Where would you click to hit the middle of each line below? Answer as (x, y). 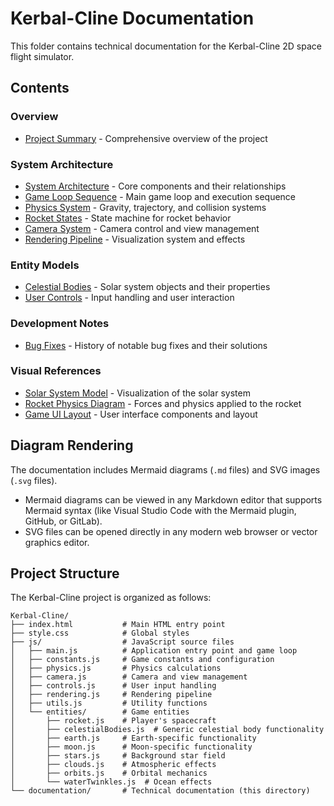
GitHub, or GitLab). (63, 521)
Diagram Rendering (72, 445)
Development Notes (60, 324)
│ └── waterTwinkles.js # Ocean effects (111, 782)
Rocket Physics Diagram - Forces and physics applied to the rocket (163, 403)
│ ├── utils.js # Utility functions (109, 703)
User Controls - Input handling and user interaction (129, 298)
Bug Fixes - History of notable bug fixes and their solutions (146, 345)
